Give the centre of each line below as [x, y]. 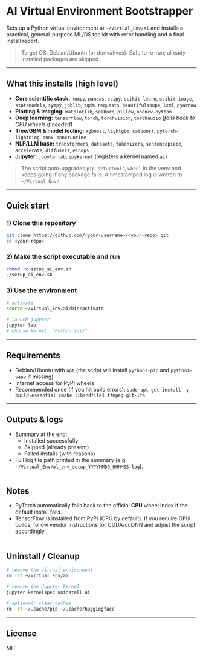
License [21, 633]
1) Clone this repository [41, 223]
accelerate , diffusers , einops [52, 150]
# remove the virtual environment [50, 570]
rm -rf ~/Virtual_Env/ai [37, 576]
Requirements [33, 356]
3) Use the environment [42, 290]
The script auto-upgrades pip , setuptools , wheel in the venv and [101, 168]
